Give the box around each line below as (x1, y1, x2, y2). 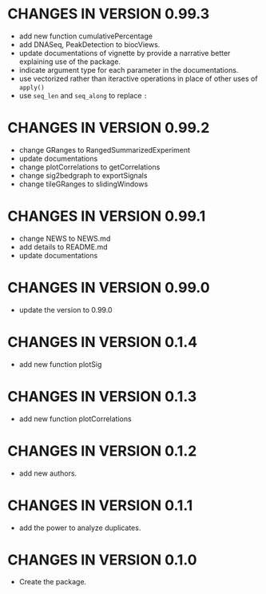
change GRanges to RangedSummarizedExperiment (18, 145, 191, 154)
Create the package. (18, 577, 87, 587)
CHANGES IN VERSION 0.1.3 (7, 387, 197, 405)
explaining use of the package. (18, 57, 121, 66)
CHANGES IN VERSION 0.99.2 (7, 119, 210, 137)
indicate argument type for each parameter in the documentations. (18, 65, 239, 74)
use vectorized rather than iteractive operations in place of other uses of (18, 74, 258, 83)
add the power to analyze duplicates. (18, 523, 141, 532)
